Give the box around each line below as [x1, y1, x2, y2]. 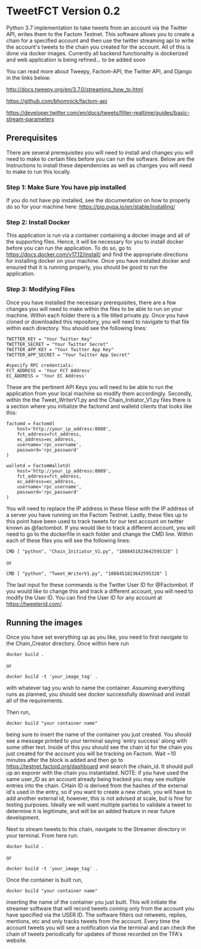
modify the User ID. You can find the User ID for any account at [6, 594, 163, 601]
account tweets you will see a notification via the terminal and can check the [6, 924, 196, 932]
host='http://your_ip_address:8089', [17, 468, 112, 474]
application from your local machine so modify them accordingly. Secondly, [6, 390, 193, 397]
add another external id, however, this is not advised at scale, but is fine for [6, 795, 192, 802]
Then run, [6, 708, 31, 716]
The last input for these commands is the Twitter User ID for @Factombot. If [6, 581, 194, 588]
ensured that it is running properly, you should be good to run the [6, 263, 168, 271]
